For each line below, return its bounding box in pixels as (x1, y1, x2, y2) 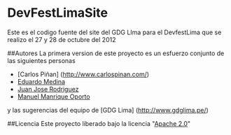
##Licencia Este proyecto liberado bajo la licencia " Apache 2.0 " (7, 119, 191, 127)
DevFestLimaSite (7, 5, 108, 21)
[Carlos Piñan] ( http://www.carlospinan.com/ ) (17, 70, 149, 78)
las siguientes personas (7, 56, 76, 64)
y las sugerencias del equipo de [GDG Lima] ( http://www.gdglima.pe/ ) (7, 106, 209, 114)
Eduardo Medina (17, 77, 65, 85)
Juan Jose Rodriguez (17, 85, 79, 93)
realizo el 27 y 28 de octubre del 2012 (7, 35, 116, 43)
